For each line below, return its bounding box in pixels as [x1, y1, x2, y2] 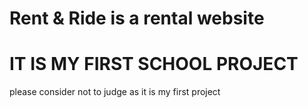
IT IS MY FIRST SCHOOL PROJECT [9, 53, 299, 76]
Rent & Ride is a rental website [9, 7, 265, 30]
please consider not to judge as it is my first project [9, 86, 221, 98]
